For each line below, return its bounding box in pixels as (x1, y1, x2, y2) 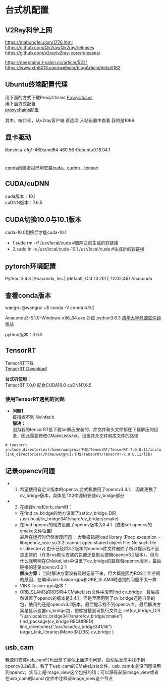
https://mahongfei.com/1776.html (5, 39, 73, 45)
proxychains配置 (5, 107, 39, 113)
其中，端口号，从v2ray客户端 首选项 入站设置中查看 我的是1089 (5, 117, 135, 123)
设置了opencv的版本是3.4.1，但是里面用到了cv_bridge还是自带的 (24, 595, 156, 601)
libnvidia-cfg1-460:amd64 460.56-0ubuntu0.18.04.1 (5, 147, 111, 153)
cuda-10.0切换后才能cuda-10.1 (5, 229, 67, 236)
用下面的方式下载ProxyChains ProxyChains (5, 94, 93, 100)
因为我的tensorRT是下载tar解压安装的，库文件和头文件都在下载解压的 (12, 427, 154, 433)
